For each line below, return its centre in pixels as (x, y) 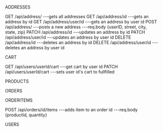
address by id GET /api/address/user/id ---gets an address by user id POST (81, 22)
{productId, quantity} (26, 115)
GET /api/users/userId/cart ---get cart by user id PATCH (61, 66)
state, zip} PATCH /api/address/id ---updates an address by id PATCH (75, 32)
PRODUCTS (17, 81)
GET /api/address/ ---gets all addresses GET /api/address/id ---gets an (77, 16)
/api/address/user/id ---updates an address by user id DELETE (68, 37)
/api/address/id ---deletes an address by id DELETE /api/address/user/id (78, 43)
